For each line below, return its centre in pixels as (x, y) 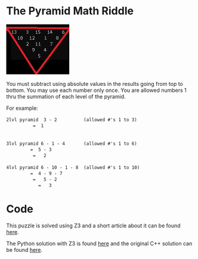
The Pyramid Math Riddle (70, 11)
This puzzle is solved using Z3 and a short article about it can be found (93, 226)
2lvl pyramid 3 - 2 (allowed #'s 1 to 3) (72, 120)
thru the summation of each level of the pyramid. (66, 96)
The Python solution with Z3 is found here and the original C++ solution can (99, 243)
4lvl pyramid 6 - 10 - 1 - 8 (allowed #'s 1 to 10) (73, 167)
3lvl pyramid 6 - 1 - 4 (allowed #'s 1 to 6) (72, 144)
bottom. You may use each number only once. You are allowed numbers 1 (96, 90)
